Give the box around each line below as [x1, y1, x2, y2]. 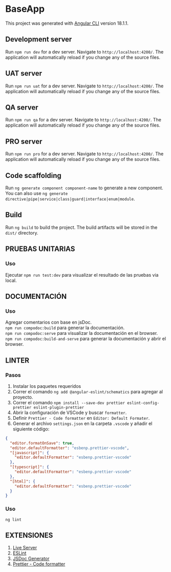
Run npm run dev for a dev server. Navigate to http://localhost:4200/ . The [5, 48, 164, 55]
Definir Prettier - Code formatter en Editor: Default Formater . [12, 415, 150, 421]
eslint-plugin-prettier [33, 405, 84, 410]
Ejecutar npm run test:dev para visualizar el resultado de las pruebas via [5, 272, 159, 278]
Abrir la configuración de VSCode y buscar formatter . [12, 409, 127, 416]
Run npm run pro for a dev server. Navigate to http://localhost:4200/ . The [5, 151, 164, 157]
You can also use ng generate [5, 190, 68, 196]
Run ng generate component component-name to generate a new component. [5, 185, 164, 191]
